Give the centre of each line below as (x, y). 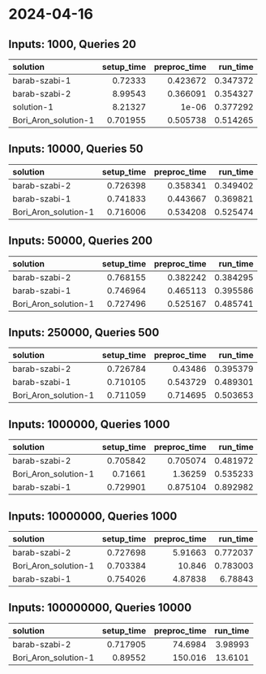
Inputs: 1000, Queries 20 (72, 44)
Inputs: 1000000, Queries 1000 (89, 424)
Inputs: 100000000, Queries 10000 (100, 608)
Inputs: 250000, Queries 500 (84, 333)
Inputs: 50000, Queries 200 (81, 241)
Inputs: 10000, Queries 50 (76, 149)
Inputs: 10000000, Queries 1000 (93, 516)
